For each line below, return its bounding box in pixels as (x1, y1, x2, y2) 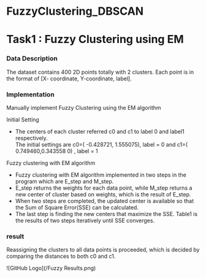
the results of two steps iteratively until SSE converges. (15, 217, 155, 224)
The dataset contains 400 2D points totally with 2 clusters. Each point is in (6, 68, 194, 75)
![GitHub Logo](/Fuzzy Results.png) (6, 264, 96, 272)
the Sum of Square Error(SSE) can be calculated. (15, 204, 139, 211)
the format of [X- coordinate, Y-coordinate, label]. (6, 75, 132, 82)
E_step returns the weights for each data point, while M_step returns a (15, 184, 193, 191)
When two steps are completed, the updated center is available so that (15, 197, 194, 204)
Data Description (6, 54, 58, 63)
